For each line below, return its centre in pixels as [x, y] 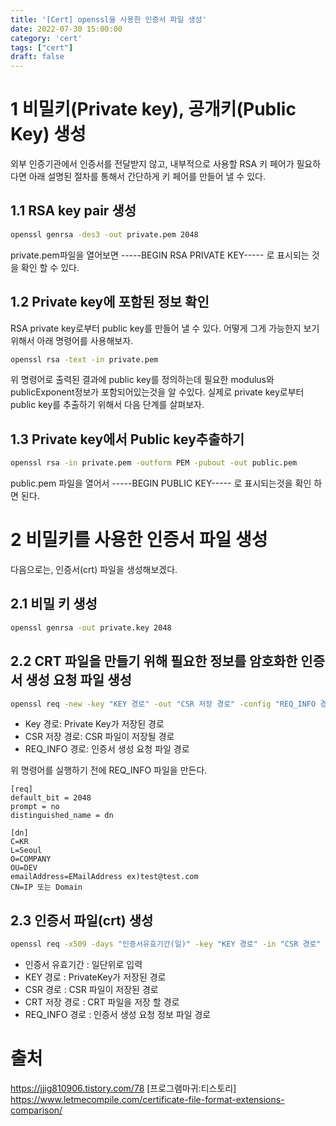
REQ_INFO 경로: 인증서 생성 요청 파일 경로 [107, 749]
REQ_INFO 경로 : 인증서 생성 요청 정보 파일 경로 [118, 1015]
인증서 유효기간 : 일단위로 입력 [83, 965]
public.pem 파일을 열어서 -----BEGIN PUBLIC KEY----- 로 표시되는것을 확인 [161, 483]
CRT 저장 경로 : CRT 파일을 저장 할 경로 [102, 1002]
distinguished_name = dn [62, 816]
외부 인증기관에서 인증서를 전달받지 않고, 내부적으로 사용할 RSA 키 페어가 [152, 164]
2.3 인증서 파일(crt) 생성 [82, 920]
